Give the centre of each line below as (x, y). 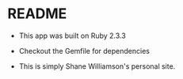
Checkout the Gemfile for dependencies (84, 51)
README (37, 14)
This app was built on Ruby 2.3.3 (72, 36)
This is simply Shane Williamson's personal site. (97, 66)
